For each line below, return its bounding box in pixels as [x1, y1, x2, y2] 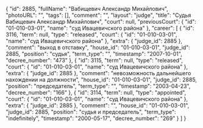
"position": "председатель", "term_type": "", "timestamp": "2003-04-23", [5, 83, 191, 90]
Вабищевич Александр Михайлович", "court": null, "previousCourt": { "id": [5, 18, 196, 25]
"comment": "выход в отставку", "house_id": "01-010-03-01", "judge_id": [5, 44, 190, 51]
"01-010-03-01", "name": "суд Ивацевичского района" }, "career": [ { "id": [5, 24, 194, 32]
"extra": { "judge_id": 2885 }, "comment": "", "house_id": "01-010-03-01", [5, 102, 190, 109]
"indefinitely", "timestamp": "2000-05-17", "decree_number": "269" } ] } [5, 115, 187, 122]
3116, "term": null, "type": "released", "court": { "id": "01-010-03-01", [5, 31, 177, 38]
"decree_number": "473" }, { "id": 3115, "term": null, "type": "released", [5, 57, 183, 64]
